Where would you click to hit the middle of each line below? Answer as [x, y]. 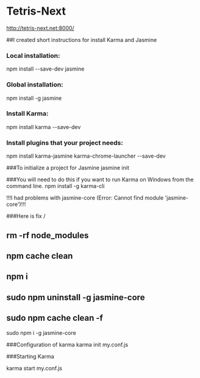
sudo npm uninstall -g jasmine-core [76, 297]
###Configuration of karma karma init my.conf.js [67, 345]
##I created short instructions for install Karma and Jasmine [82, 40]
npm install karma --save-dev [44, 127]
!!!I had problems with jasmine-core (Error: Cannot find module [85, 198]
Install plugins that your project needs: [65, 142]
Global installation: [35, 85]
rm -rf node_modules [48, 235]
